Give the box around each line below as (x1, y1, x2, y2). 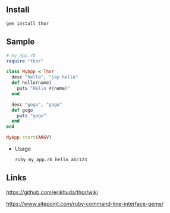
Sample (6, 37, 35, 47)
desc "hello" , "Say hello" (11, 74, 78, 80)
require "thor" (6, 58, 44, 64)
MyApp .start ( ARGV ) (6, 134, 52, 140)
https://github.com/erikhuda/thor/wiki (6, 189, 98, 196)
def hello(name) (11, 80, 52, 86)
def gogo (11, 107, 33, 113)
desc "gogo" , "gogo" (11, 101, 62, 108)
